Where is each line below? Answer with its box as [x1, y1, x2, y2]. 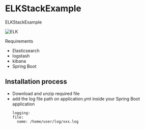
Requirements [5, 38, 33, 44]
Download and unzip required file [12, 90, 80, 96]
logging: [12, 110, 30, 115]
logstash [12, 52, 30, 59]
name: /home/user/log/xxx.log [17, 119, 79, 124]
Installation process [5, 77, 67, 86]
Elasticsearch [12, 48, 40, 53]
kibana [12, 58, 26, 64]
